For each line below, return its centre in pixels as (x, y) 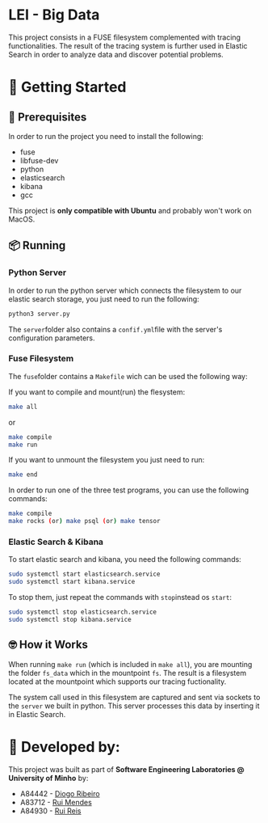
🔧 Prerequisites (48, 117)
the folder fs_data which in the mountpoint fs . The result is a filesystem (128, 673)
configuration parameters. (52, 338)
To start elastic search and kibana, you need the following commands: (125, 559)
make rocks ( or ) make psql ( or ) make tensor (84, 521)
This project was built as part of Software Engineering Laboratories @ (126, 769)
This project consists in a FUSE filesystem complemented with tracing (124, 37)
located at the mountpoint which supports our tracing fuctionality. (117, 682)
